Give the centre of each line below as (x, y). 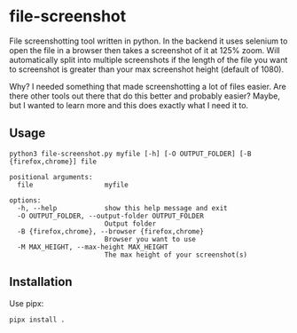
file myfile (73, 185)
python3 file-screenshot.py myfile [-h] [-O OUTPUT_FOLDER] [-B (130, 154)
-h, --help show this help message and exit (122, 208)
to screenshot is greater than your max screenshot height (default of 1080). (147, 69)
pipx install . (37, 320)
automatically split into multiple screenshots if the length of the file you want (148, 59)
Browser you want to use (150, 239)
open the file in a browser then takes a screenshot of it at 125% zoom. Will (145, 50)
